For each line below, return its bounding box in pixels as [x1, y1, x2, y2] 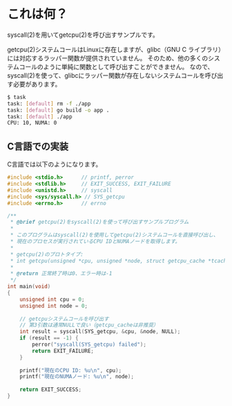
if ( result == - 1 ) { [19, 335, 79, 342]
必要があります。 [12, 80, 61, 88]
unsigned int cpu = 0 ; [19, 296, 85, 303]
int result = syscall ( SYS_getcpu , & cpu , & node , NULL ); [19, 328, 181, 335]
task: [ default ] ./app [7, 113, 72, 120]
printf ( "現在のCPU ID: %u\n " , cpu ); [19, 367, 122, 374]
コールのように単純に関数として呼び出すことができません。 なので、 [19, 62, 214, 71]
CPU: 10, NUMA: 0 [7, 119, 57, 127]
